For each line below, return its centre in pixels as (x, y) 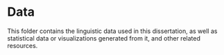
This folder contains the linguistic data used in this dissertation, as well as (112, 31)
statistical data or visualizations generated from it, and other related (104, 38)
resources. (23, 45)
